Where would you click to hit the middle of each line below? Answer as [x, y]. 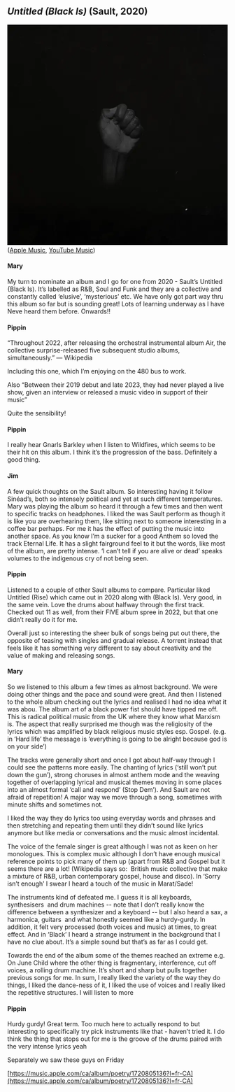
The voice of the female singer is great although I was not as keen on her [113, 846]
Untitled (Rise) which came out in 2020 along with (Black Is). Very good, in [115, 597]
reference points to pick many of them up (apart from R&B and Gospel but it [116, 861]
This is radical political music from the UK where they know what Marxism [114, 717]
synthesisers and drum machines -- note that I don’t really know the [106, 905]
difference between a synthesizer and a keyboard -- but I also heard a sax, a [117, 912]
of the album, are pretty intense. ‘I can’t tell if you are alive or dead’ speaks [115, 551]
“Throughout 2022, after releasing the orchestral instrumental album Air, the [117, 343]
